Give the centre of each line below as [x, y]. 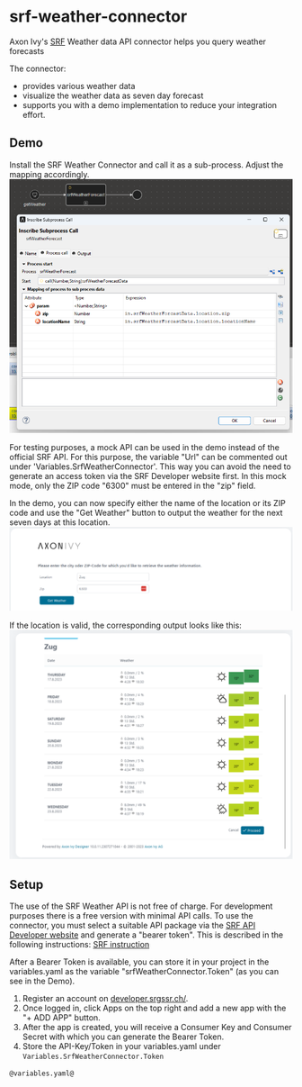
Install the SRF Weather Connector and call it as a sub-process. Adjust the [147, 165]
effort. [34, 114]
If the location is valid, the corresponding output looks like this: [126, 625]
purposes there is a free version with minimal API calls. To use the [131, 916]
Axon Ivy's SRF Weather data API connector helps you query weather [138, 41]
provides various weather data [79, 86]
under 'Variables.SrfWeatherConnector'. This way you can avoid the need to [151, 467]
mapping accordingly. [49, 174]
